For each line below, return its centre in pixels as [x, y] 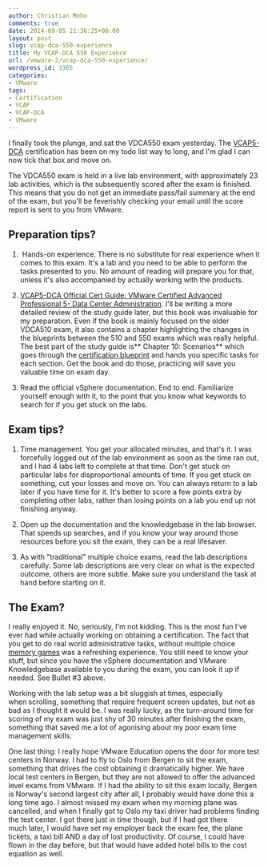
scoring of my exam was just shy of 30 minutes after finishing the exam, [127, 719]
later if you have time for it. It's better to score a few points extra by [131, 492]
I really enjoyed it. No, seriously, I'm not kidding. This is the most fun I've [128, 627]
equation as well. [36, 854]
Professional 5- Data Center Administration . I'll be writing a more [126, 304]
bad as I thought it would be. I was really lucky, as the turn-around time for [131, 710]
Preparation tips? [52, 235]
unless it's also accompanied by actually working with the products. [132, 279]
